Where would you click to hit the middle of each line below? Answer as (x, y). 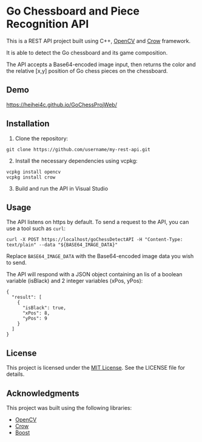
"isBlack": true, (44, 308)
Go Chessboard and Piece (73, 11)
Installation (28, 124)
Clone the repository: (42, 138)
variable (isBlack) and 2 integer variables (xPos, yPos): (75, 281)
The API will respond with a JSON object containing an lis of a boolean (94, 274)
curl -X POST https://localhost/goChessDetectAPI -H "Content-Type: (95, 240)
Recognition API (48, 24)
